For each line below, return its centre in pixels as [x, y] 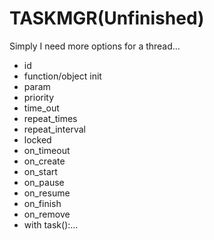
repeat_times [50, 118]
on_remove [47, 214]
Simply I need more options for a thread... [95, 46]
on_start [40, 171]
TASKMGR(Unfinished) [107, 18]
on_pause [44, 182]
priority [39, 97]
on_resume [47, 193]
